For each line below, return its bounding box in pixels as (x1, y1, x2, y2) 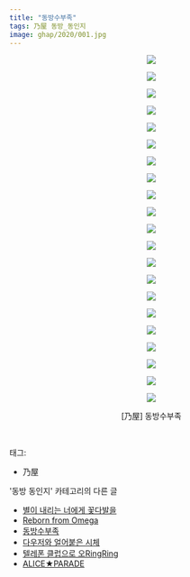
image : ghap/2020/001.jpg (9, 30, 106, 39)
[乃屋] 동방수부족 (121, 411, 182, 422)
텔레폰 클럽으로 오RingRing (22, 548, 119, 559)
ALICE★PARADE (22, 558, 86, 569)
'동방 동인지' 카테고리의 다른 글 (9, 486, 118, 497)
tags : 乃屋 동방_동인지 (9, 22, 86, 31)
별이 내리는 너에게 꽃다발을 (22, 505, 117, 516)
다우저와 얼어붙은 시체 (22, 537, 101, 548)
